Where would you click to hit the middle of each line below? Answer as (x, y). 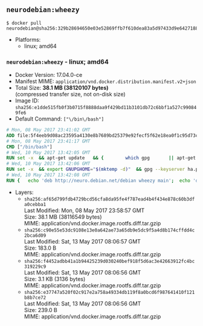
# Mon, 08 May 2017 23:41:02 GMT (48, 130)
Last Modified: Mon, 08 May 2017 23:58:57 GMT (84, 210)
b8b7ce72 (35, 298)
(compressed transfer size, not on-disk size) (70, 95)
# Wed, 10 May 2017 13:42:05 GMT (48, 152)
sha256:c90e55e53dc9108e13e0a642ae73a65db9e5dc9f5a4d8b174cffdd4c (109, 230)
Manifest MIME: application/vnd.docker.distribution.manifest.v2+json (105, 81)
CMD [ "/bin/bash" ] (29, 147)
